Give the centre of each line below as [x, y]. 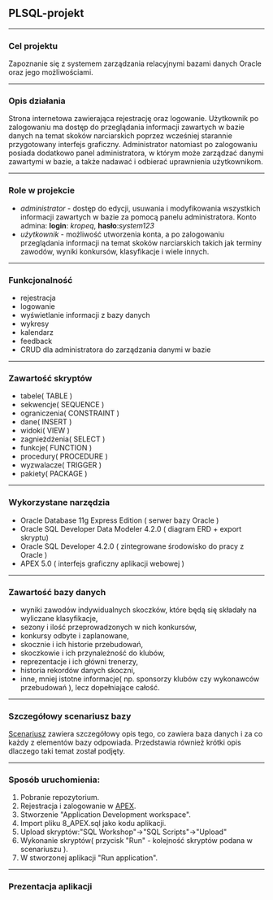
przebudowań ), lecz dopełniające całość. [90, 687]
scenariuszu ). [44, 850]
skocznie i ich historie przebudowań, [82, 644]
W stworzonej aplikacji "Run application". [89, 858]
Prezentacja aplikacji [50, 887]
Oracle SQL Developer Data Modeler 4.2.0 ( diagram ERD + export [131, 528]
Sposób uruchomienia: [54, 780]
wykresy [35, 324]
